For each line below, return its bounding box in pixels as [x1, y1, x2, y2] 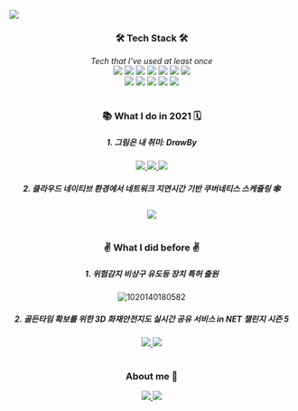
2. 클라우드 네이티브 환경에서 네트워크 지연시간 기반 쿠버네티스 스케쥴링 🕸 [22, 182, 282, 193]
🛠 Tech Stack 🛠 [115, 32, 189, 44]
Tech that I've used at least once [90, 56, 213, 67]
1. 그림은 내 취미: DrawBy [107, 136, 197, 147]
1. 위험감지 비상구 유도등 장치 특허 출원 [84, 268, 219, 279]
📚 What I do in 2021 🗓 [102, 110, 201, 123]
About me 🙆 [126, 369, 178, 382]
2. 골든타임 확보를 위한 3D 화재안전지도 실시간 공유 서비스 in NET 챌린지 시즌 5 [14, 313, 289, 324]
